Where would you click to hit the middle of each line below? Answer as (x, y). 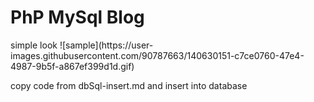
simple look (34, 45)
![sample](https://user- (106, 45)
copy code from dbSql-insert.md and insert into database (129, 85)
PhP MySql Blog (77, 17)
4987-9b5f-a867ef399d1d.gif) (72, 66)
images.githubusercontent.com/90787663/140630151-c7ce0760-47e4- (157, 55)
